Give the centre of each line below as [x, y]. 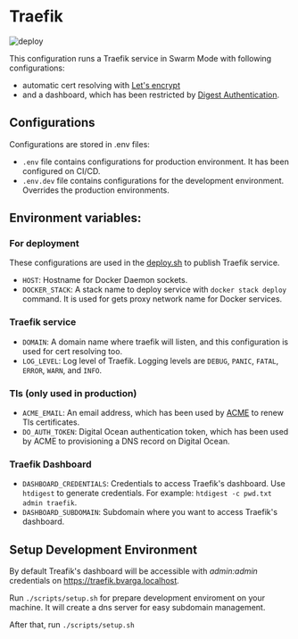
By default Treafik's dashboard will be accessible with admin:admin [134, 571]
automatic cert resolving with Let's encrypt [101, 85]
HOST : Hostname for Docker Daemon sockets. [105, 280]
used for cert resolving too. [72, 351]
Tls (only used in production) [73, 393]
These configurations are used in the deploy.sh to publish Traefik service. [145, 263]
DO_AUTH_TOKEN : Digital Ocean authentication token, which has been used [155, 432]
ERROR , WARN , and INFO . [62, 370]
